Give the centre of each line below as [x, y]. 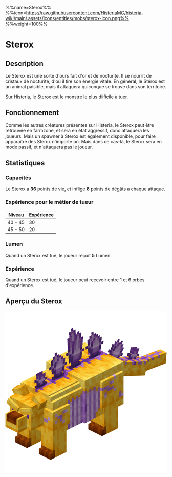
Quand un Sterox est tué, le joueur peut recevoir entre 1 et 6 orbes [75, 280]
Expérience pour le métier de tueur [49, 202]
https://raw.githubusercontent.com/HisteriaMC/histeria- [85, 13]
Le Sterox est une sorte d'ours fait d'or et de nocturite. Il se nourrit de [79, 76]
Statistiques [25, 163]
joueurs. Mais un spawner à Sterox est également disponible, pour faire [81, 136]
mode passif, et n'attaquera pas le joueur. [49, 147]
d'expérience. [20, 285]
